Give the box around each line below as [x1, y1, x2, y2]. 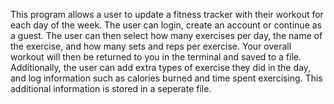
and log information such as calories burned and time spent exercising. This [10, 72, 323, 84]
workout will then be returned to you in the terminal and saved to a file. [10, 51, 302, 63]
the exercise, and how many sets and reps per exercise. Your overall [10, 40, 292, 52]
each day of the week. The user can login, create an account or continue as [10, 19, 322, 31]
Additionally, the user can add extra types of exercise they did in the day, [10, 62, 311, 73]
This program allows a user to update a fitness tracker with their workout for [10, 9, 324, 20]
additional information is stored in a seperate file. [10, 83, 212, 94]
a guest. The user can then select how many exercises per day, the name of [10, 30, 323, 41]
